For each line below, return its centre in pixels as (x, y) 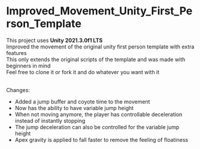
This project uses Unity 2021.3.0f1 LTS (54, 40)
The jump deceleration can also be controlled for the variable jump (97, 127)
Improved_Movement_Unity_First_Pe (99, 11)
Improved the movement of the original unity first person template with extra (100, 47)
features (16, 53)
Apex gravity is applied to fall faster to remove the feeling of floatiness (101, 139)
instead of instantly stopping (50, 120)
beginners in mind (28, 66)
